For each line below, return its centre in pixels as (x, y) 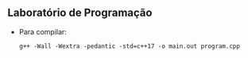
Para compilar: (43, 31)
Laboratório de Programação (80, 13)
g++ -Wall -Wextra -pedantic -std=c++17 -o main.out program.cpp (129, 46)
